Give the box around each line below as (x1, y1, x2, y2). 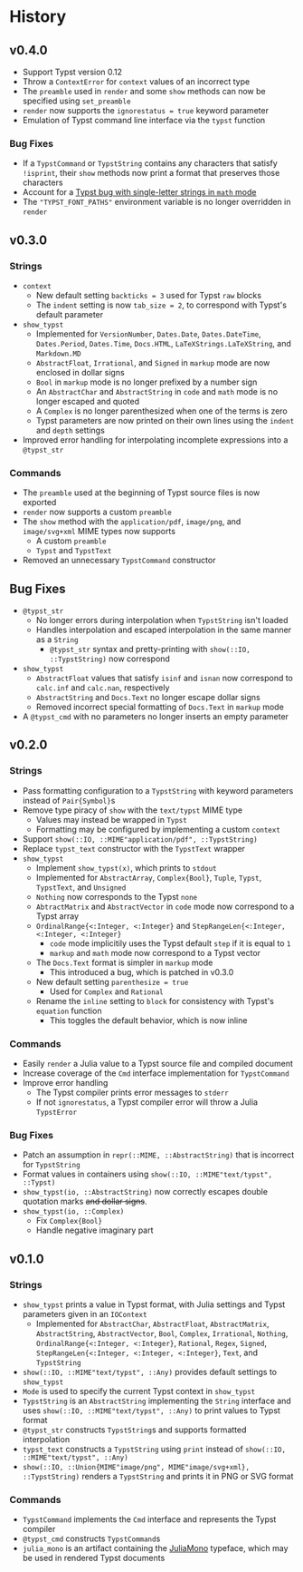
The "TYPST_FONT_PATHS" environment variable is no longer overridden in (22, 197, 291, 208)
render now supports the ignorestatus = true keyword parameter (22, 105, 270, 115)
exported (22, 497, 57, 508)
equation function (35, 1005, 102, 1016)
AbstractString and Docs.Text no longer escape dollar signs (35, 692, 260, 703)
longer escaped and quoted (35, 395, 140, 406)
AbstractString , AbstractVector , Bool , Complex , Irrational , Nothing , (35, 1328, 289, 1339)
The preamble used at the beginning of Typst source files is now (22, 487, 260, 498)
